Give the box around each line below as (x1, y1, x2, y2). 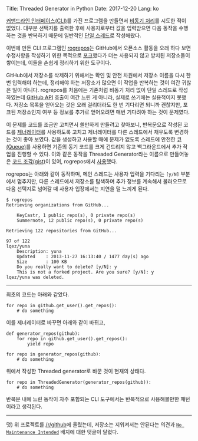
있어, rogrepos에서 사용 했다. (51, 158, 118, 164)
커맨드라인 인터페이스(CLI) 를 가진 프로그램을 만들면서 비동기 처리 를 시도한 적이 (6, 17, 187, 24)
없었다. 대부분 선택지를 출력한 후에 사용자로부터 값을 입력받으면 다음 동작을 (6, 25, 178, 31)
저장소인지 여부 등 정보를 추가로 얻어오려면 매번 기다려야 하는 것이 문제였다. (16, 108, 190, 116)
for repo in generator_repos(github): (6, 351, 101, 357)
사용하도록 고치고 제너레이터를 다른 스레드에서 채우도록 (47, 129, 173, 135)
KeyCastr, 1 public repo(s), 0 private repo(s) (16, 212, 136, 218)
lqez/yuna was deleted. (6, 274, 65, 280)
